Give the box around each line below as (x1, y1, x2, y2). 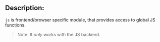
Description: (5, 4, 45, 12)
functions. (5, 22, 26, 28)
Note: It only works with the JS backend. (17, 31, 101, 37)
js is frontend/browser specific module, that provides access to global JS (5, 17, 156, 22)
